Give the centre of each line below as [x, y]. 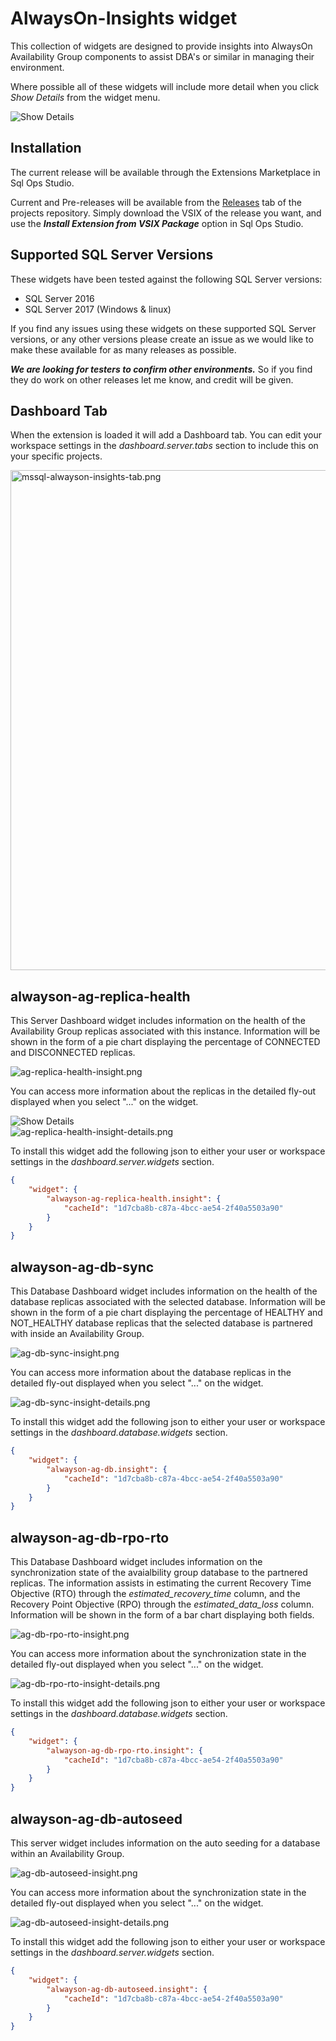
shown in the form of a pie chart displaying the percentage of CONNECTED [165, 1042]
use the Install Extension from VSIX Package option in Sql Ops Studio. [157, 223]
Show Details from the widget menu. [85, 97]
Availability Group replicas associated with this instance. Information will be [165, 1031]
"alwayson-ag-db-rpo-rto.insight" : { [124, 1750]
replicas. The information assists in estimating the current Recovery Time [161, 1583]
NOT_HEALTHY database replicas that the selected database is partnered [161, 1323]
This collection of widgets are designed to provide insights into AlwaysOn [161, 46]
